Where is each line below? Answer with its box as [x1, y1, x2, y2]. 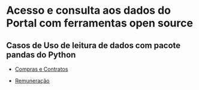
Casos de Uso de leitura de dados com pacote [6, 40, 181, 50]
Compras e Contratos [14, 65, 68, 73]
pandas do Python [6, 49, 76, 60]
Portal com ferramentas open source [6, 16, 194, 30]
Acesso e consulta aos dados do [6, 4, 171, 17]
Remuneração [14, 77, 50, 84]
